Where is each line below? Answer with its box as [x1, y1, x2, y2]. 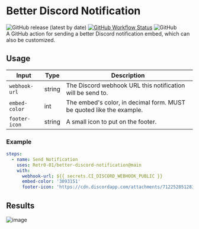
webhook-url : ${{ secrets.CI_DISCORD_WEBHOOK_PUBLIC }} [21, 173, 163, 179]
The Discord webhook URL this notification [66, 81, 185, 90]
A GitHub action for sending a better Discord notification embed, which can [6, 30, 190, 37]
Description [111, 71, 145, 79]
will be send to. [66, 88, 108, 97]
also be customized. [6, 36, 56, 43]
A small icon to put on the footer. [66, 117, 157, 126]
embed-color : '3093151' [21, 179, 81, 185]
